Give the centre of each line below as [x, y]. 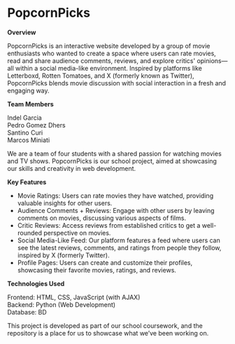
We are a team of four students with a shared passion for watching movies [114, 153]
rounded [30, 233]
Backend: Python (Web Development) [62, 304]
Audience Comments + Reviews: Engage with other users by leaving [116, 210]
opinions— [212, 60]
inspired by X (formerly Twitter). [63, 255]
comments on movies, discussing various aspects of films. [102, 218]
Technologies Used [36, 283]
